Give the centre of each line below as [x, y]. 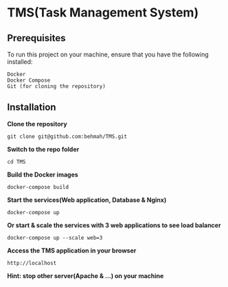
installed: [20, 62]
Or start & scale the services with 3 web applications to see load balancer [114, 225]
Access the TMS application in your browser [72, 250]
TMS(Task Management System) [103, 13]
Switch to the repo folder [43, 149]
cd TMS [16, 162]
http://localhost [32, 263]
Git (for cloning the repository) [57, 87]
